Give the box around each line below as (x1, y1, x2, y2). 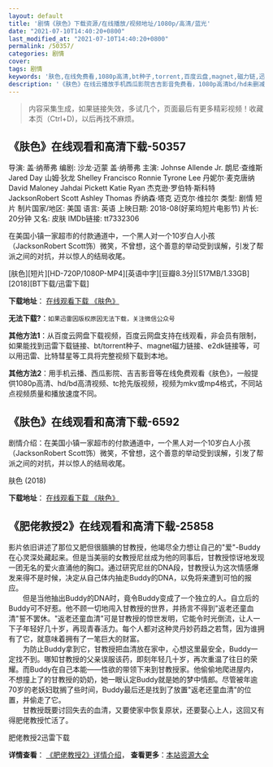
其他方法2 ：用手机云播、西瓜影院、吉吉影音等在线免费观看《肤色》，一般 (8, 368, 252, 379)
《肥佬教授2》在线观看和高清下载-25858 (8, 519, 214, 533)
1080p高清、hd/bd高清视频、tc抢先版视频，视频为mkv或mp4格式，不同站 (15, 379, 262, 388)
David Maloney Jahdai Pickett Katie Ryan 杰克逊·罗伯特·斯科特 (8, 183, 215, 193)
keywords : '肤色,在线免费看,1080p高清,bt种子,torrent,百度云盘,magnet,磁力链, (8, 72, 260, 81)
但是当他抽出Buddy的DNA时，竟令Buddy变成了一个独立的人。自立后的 (22, 593, 260, 603)
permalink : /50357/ (8, 42, 75, 50)
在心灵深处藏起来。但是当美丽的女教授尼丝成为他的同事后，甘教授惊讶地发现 (8, 552, 265, 562)
